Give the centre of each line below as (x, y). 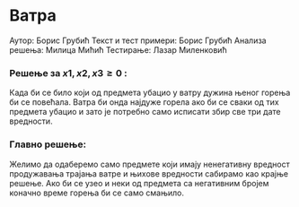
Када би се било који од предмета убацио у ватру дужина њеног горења (150, 93)
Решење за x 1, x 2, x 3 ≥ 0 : (68, 73)
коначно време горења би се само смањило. (97, 193)
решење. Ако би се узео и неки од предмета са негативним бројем (139, 183)
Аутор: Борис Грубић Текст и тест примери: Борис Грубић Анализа (138, 40)
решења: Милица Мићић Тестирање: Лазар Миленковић (118, 49)
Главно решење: (48, 144)
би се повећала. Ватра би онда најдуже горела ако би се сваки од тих (145, 102)
